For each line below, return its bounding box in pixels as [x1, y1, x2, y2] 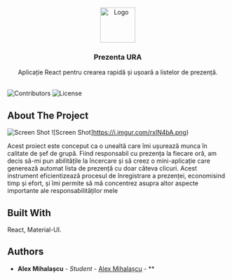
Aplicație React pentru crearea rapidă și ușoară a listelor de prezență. [18, 68, 218, 76]
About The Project [7, 109, 89, 121]
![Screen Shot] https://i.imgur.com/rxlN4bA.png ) [51, 128, 189, 137]
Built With [7, 207, 51, 219]
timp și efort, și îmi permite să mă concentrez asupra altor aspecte [7, 179, 198, 187]
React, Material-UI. [7, 225, 62, 234]
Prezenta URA [93, 52, 142, 62]
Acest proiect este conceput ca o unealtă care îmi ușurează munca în [7, 142, 208, 150]
